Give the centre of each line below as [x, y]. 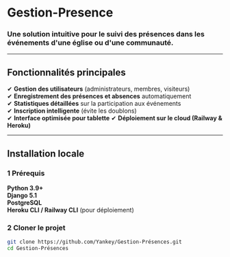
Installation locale [46, 154]
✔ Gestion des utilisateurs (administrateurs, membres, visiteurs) [99, 89]
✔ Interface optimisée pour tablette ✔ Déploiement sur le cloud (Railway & [115, 118]
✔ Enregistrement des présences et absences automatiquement [99, 96]
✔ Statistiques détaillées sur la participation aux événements [94, 104]
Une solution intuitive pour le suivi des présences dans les [106, 34]
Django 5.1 [22, 195]
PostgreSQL [25, 202]
